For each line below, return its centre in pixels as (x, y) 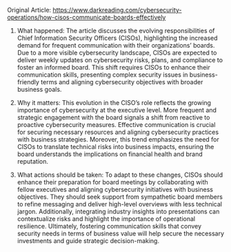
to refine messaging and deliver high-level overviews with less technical (120, 204)
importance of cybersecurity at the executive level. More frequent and (117, 110)
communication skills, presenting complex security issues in (102, 75)
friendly (28, 82)
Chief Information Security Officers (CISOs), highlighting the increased (118, 38)
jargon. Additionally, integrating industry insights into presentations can (118, 211)
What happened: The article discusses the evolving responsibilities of (116, 31)
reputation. (33, 161)
